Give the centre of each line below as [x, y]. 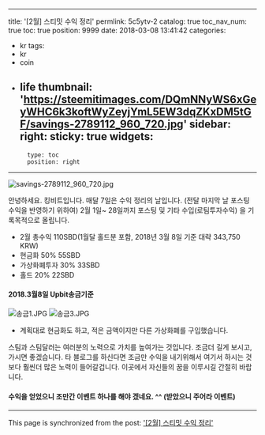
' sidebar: [207, 125]
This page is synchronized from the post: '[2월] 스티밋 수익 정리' [111, 423]
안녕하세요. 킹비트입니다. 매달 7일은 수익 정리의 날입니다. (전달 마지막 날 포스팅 [129, 200]
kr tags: [32, 45]
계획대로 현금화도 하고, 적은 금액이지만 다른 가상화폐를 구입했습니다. [124, 331]
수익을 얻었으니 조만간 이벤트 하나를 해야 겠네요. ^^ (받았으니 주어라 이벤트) [122, 396]
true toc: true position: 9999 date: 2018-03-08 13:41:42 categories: [117, 30]
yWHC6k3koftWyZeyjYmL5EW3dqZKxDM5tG [136, 112]
